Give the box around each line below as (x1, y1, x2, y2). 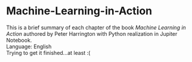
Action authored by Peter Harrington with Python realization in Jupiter (6, 30, 178, 37)
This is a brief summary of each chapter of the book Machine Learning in (6, 24, 186, 31)
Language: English (6, 43, 52, 50)
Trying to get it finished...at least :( (6, 49, 91, 56)
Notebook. (6, 36, 32, 44)
